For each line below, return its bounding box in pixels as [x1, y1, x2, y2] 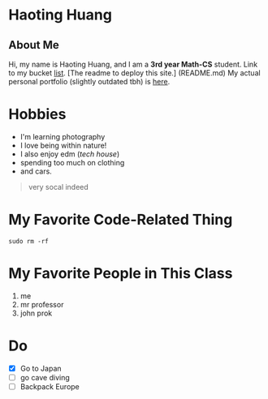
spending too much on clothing [19, 157, 125, 167]
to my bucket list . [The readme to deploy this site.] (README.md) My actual [8, 68, 262, 78]
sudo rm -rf [8, 237, 49, 245]
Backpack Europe [19, 381, 80, 391]
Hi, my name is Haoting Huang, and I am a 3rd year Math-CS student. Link [8, 59, 258, 69]
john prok [19, 308, 53, 318]
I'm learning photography [19, 131, 106, 141]
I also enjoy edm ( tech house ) [19, 148, 120, 159]
